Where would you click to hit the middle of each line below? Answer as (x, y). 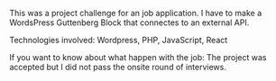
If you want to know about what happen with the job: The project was (138, 57)
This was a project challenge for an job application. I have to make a (136, 13)
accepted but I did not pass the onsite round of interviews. (118, 67)
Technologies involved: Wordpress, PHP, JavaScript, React (119, 40)
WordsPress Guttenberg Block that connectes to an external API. (129, 22)
